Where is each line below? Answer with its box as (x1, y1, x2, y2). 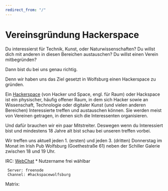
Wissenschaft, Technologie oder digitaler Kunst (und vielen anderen (5, 102, 146, 108)
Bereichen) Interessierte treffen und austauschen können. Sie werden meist (5, 107, 162, 113)
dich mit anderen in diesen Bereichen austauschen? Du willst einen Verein (5, 51, 158, 57)
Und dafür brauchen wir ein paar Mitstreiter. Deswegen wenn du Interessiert (5, 122, 163, 129)
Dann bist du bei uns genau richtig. (5, 66, 78, 72)
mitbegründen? (5, 56, 37, 62)
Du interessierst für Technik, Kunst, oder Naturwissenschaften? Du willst (5, 46, 155, 52)
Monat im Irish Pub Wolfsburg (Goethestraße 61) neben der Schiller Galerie (5, 143, 160, 149)
